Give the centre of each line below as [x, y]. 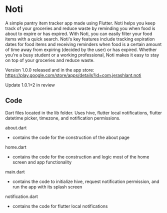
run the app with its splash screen [47, 186]
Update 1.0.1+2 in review [30, 85]
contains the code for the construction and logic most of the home [81, 156]
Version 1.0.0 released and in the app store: [50, 70]
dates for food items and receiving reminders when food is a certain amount [83, 44]
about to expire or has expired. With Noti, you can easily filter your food [79, 33]
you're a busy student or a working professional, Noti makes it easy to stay [82, 55]
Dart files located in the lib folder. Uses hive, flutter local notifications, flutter [84, 112]
